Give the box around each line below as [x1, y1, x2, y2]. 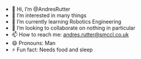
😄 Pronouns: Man [11, 40, 56, 47]
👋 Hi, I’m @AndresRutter [11, 6, 70, 12]
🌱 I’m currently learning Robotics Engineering [11, 18, 122, 25]
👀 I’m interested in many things [11, 12, 87, 19]
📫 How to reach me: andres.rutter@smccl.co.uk [11, 31, 129, 38]
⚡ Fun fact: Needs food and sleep [11, 46, 93, 53]
